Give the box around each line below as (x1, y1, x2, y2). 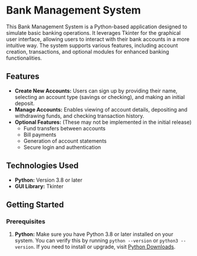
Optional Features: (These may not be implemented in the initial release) (14, 119, 192, 126)
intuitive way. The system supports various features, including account (6, 42, 178, 49)
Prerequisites (6, 217, 45, 225)
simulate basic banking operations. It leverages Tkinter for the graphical (6, 29, 181, 36)
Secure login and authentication (23, 143, 101, 150)
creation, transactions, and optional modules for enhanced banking (6, 48, 169, 55)
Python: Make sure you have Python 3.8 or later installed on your (14, 231, 173, 238)
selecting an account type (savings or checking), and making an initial (14, 93, 185, 100)
